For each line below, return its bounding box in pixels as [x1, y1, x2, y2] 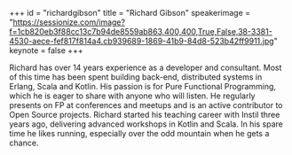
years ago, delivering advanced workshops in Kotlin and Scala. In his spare [9, 119, 284, 129]
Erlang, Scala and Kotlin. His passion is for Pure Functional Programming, [9, 81, 277, 91]
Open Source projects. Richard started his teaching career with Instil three [9, 110, 280, 120]
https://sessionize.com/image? [12, 17, 126, 27]
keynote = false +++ [9, 45, 84, 56]
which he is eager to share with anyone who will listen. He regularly [9, 90, 256, 101]
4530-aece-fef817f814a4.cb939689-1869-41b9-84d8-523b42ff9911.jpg [9, 35, 274, 46]
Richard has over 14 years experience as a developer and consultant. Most [9, 62, 282, 73]
